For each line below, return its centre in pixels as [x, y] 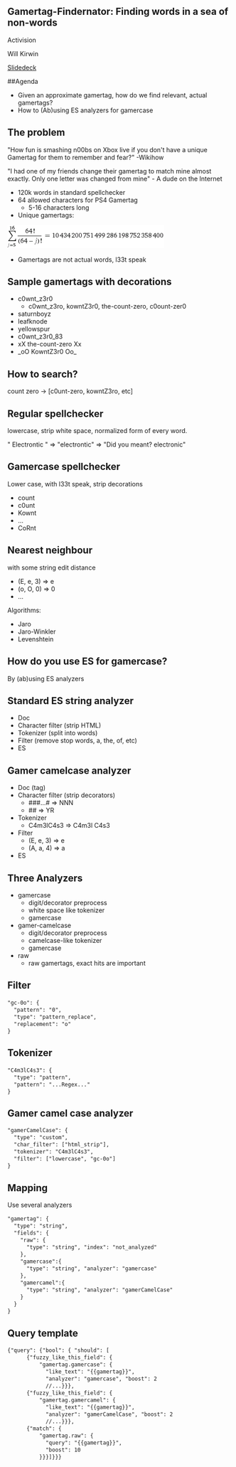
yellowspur [34, 329]
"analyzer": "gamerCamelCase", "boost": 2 [109, 1414]
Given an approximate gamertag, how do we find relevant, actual [112, 95]
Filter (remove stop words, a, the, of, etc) [77, 741]
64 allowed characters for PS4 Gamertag [78, 200]
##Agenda [23, 81]
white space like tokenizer [66, 910]
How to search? [43, 374]
